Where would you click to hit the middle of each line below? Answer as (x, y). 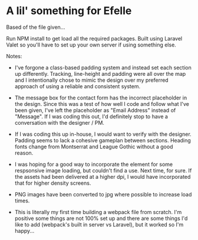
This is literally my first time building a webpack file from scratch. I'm (98, 212)
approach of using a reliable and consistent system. (77, 86)
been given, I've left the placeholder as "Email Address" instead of (95, 110)
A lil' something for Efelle (69, 11)
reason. (24, 153)
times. (22, 201)
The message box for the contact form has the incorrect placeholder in (101, 98)
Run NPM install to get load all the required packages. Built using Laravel (94, 38)
